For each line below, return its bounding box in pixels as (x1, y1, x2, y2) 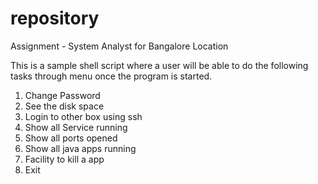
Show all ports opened (24, 132, 118, 144)
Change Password (24, 89, 101, 101)
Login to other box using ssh (24, 110, 143, 122)
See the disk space (24, 100, 105, 112)
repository (10, 7, 100, 30)
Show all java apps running (24, 142, 137, 154)
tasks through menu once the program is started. (10, 70, 213, 82)
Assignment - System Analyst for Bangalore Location (10, 40, 229, 52)
